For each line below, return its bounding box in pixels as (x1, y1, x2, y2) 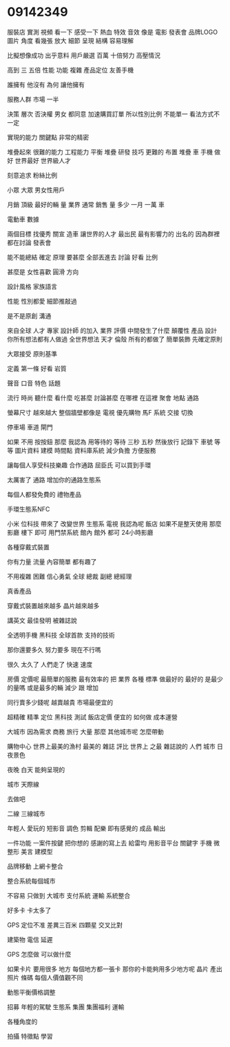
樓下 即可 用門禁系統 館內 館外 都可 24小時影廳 (20, 528, 154, 536)
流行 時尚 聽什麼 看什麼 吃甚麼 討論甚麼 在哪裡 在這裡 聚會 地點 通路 (7, 393, 200, 402)
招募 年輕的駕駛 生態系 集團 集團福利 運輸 (7, 1002, 125, 1011)
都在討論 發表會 (7, 238, 52, 246)
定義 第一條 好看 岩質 (7, 364, 67, 373)
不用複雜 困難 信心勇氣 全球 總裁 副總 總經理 (7, 572, 132, 580)
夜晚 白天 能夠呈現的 (7, 765, 65, 774)
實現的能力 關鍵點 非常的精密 (7, 133, 90, 141)
